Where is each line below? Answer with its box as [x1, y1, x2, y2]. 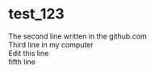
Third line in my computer [8, 39, 94, 49]
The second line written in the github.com [8, 31, 147, 41]
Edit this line [8, 48, 49, 58]
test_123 [8, 5, 65, 23]
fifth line [8, 57, 36, 67]
